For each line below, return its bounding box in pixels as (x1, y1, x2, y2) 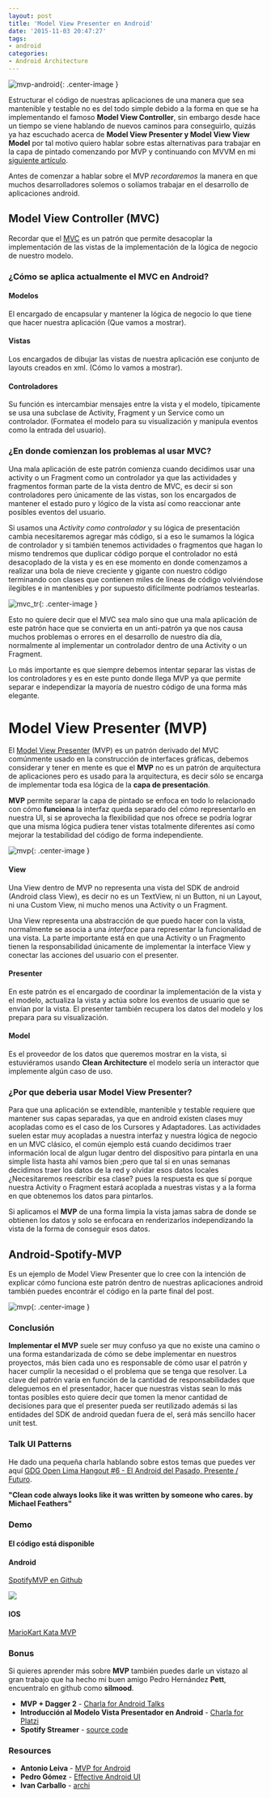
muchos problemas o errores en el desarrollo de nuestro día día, (8, 632, 222, 642)
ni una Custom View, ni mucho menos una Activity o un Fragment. (8, 899, 228, 909)
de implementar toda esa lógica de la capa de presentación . (8, 780, 210, 790)
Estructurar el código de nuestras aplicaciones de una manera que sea (8, 95, 244, 105)
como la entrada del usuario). (8, 425, 107, 435)
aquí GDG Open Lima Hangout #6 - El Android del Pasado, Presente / (8, 1465, 239, 1475)
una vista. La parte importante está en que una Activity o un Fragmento (8, 933, 246, 942)
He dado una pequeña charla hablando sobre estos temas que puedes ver (8, 1457, 256, 1466)
